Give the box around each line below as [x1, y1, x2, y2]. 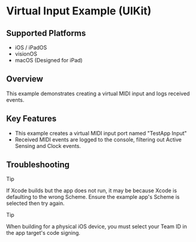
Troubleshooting [6, 160, 70, 170]
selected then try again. [6, 199, 65, 207]
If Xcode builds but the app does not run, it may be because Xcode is [6, 187, 177, 194]
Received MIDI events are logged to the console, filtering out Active [14, 136, 182, 143]
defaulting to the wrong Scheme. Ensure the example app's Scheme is [6, 193, 180, 201]
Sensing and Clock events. [14, 142, 81, 149]
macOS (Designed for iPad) [14, 57, 83, 63]
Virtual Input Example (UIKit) [6, 4, 152, 18]
